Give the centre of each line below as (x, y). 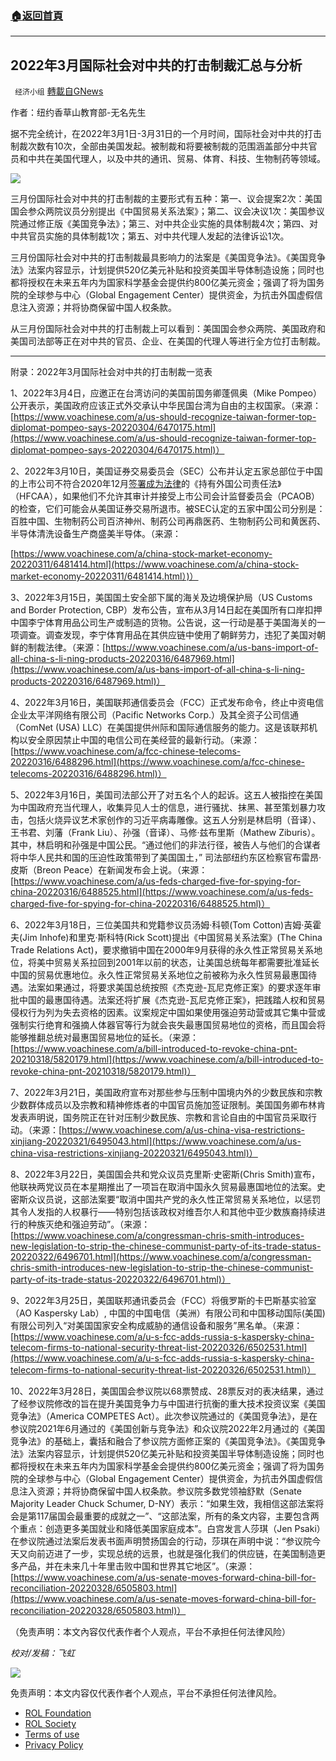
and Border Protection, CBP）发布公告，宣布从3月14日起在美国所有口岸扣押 (166, 610)
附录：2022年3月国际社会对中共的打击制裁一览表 (111, 372)
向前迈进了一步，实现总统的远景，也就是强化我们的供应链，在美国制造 (172, 1554)
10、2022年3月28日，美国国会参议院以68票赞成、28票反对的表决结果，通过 (167, 1391)
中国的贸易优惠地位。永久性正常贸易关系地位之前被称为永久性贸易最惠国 (159, 975)
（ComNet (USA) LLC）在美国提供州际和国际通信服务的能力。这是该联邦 (159, 728)
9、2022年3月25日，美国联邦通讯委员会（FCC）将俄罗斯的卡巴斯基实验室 (163, 1301)
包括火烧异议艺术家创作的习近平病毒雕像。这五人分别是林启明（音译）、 (174, 820)
